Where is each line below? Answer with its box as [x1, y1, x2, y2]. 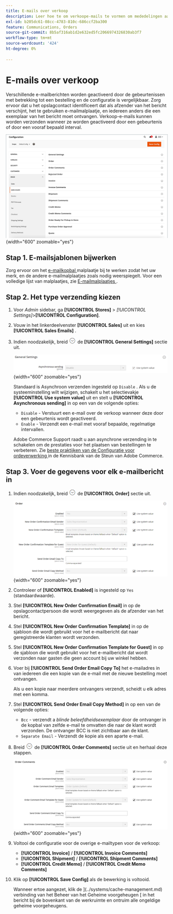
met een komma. [13, 691, 49, 697]
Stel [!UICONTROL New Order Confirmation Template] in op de [13, 624, 149, 630]
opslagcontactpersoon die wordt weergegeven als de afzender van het [13, 608, 164, 614]
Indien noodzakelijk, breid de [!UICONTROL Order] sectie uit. [13, 490, 151, 496]
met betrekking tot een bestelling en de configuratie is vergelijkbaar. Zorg [6, 96, 161, 103]
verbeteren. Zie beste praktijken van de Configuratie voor [13, 447, 135, 453]
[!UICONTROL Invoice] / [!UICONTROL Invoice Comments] [21, 850, 148, 856]
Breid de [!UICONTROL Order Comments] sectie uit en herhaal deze [13, 744, 167, 750]
